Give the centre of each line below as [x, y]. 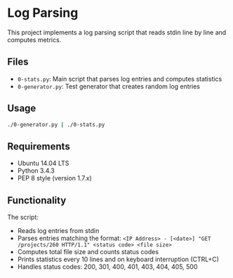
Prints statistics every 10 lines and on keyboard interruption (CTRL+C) [118, 259]
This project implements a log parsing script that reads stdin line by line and [117, 32]
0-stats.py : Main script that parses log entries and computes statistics [120, 79]
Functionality [37, 200]
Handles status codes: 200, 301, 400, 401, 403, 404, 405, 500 [107, 267]
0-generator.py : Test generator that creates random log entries [108, 86]
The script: [23, 217]
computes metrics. [34, 39]
